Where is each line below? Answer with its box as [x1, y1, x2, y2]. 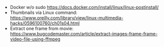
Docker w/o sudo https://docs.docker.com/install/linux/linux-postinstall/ [10, 4, 159, 10]
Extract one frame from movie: [10, 25, 74, 31]
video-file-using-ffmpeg [10, 36, 60, 42]
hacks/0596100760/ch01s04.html [10, 20, 80, 26]
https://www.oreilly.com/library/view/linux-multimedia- [10, 15, 124, 20]
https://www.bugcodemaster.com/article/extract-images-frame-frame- [10, 31, 158, 36]
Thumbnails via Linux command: [10, 9, 77, 15]
